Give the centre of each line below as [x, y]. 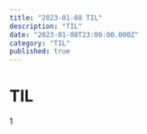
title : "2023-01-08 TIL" [56, 18]
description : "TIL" [46, 26]
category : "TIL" [40, 43]
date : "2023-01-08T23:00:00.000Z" [74, 34]
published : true [40, 52]
